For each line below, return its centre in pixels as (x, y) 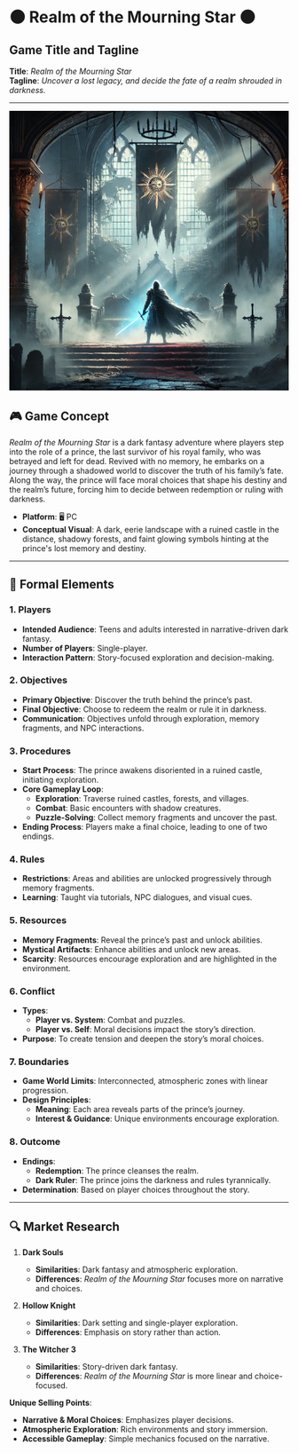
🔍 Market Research (64, 1226)
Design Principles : (56, 1100)
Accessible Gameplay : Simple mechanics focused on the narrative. (145, 1439)
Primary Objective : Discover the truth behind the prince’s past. (137, 699)
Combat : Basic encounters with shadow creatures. (128, 808)
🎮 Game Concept (59, 417)
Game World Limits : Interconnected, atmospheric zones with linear (145, 1081)
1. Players (30, 610)
